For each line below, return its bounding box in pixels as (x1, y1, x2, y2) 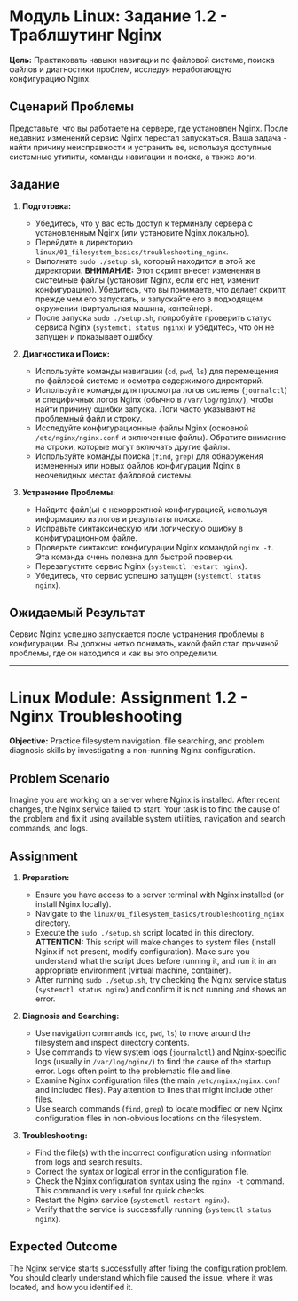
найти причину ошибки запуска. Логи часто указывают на (35, 403, 256, 414)
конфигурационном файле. (35, 532, 137, 543)
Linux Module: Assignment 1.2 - (9, 687, 248, 708)
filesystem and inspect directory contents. (35, 1037, 190, 1048)
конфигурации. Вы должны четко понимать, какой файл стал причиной (9, 638, 279, 649)
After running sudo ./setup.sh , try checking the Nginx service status (35, 974, 286, 984)
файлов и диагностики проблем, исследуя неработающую (9, 64, 232, 75)
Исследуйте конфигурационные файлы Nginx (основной (35, 422, 249, 433)
